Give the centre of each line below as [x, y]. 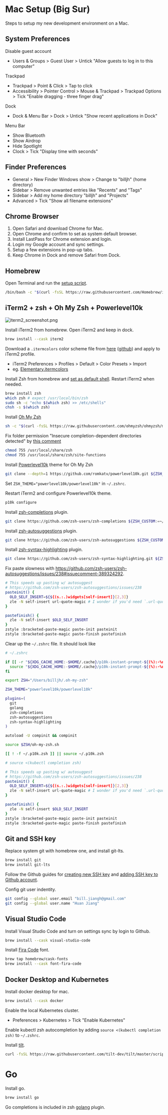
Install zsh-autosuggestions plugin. [41, 531]
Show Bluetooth [29, 135]
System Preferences [38, 39]
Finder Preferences [36, 167]
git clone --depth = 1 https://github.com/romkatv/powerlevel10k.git [77, 474]
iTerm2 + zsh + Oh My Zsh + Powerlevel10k [74, 308]
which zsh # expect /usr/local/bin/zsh [47, 398]
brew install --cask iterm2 [34, 339]
